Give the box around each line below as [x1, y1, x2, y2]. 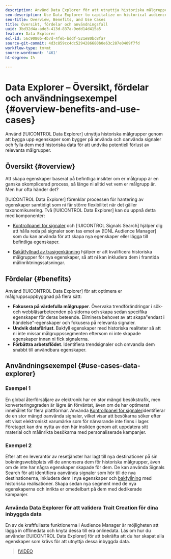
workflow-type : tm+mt [5, 45, 51, 51]
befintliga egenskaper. [12, 239, 60, 245]
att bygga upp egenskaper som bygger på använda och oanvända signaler [5, 136, 162, 143]
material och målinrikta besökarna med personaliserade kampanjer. [5, 429, 147, 435]
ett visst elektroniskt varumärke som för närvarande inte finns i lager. [5, 418, 150, 424]
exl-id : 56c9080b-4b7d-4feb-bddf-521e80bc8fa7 [5, 36, 106, 41]
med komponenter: [5, 213, 45, 219]
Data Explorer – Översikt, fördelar [5, 81, 149, 93]
